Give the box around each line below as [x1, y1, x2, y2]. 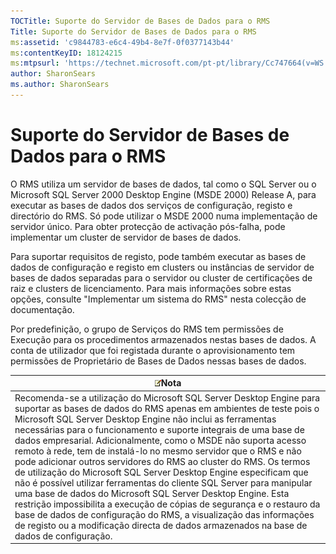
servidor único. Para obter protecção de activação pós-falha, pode [10, 220, 286, 232]
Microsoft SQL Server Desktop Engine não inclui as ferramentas [14, 413, 277, 425]
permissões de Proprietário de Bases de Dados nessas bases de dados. [10, 355, 307, 367]
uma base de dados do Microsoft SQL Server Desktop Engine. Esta [14, 487, 290, 499]
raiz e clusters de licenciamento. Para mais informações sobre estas [10, 282, 292, 294]
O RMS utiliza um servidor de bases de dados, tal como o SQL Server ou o [10, 178, 317, 190]
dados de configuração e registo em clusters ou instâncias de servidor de [10, 261, 315, 273]
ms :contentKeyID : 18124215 [10, 48, 123, 58]
